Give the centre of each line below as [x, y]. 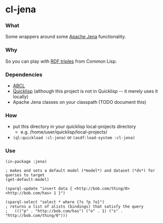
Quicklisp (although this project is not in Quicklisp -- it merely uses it [85, 91]
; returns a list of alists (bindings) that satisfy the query [75, 207]
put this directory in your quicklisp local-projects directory [74, 126]
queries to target [25, 175]
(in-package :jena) [26, 161]
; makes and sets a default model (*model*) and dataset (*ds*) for [80, 171]
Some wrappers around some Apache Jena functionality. [66, 36]
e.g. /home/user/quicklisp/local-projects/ [64, 132]
